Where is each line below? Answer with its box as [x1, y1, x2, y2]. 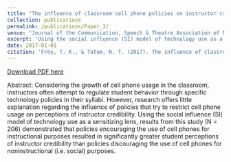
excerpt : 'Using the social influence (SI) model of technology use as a [7, 36, 223, 43]
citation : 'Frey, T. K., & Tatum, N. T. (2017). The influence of [7, 49, 201, 56]
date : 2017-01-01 [7, 42, 57, 49]
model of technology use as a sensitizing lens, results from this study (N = [7, 117, 218, 125]
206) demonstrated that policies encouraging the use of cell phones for [7, 125, 210, 133]
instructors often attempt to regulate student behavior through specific [7, 88, 208, 97]
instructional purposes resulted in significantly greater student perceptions [7, 132, 219, 140]
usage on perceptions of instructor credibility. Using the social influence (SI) [7, 110, 223, 118]
